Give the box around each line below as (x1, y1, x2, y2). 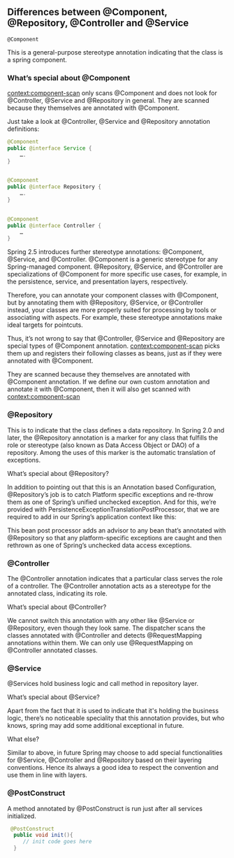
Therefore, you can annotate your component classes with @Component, (7, 291, 219, 300)
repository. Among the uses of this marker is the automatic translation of (7, 448, 216, 456)
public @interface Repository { (7, 183, 101, 190)
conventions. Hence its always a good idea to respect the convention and (7, 764, 219, 772)
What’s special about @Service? (7, 693, 100, 701)
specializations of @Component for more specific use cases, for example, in (7, 270, 227, 279)
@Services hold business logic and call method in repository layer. (7, 680, 199, 688)
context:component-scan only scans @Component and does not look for (7, 89, 218, 97)
